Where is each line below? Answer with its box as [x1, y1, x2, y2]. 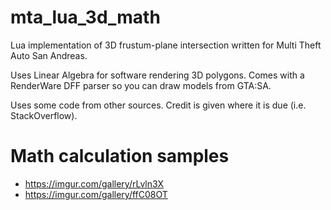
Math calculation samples [10, 145, 230, 168]
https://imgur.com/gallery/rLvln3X [24, 177, 164, 190]
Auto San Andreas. [10, 49, 88, 61]
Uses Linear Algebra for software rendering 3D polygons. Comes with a [10, 69, 305, 81]
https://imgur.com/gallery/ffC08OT [24, 188, 168, 200]
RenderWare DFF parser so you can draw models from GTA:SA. [10, 79, 272, 91]
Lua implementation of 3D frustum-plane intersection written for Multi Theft [10, 39, 322, 51]
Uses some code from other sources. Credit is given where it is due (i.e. [10, 99, 307, 111]
